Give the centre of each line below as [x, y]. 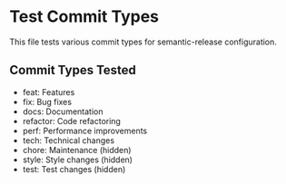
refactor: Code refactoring [71, 121]
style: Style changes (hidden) [78, 160]
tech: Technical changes [69, 140]
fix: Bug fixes [47, 102]
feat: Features [49, 92]
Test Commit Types [84, 17]
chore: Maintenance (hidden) [77, 150]
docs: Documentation [63, 111]
